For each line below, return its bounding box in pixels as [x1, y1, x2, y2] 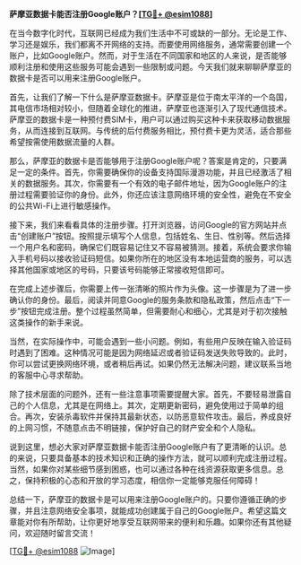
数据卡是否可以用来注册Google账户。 [9, 73, 146, 83]
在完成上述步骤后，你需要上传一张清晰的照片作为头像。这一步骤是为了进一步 [9, 283, 292, 294]
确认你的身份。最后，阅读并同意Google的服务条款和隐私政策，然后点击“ [9, 295, 275, 305]
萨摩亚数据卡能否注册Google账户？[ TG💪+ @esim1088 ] [9, 9, 213, 19]
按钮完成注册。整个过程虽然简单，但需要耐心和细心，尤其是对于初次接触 [21, 306, 288, 317]
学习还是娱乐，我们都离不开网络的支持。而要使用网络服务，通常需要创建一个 [9, 39, 292, 49]
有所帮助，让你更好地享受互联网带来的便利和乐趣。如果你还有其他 [39, 517, 284, 527]
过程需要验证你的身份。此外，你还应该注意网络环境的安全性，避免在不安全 [16, 189, 292, 200]
